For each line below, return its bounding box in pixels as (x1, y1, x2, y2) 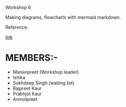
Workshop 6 (5, 5, 31, 10)
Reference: (5, 24, 29, 30)
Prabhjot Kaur (12, 91, 42, 97)
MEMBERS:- (5, 52, 58, 63)
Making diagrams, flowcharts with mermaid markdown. (5, 14, 121, 20)
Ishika (12, 74, 26, 80)
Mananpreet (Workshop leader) (12, 69, 79, 75)
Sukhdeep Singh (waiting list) (12, 79, 75, 86)
